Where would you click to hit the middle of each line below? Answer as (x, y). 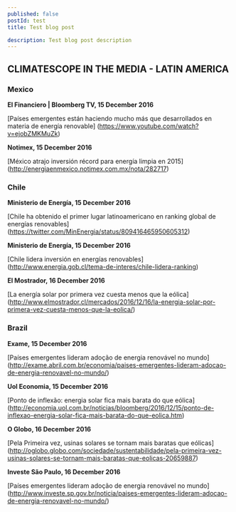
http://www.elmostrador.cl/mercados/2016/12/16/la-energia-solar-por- (113, 302)
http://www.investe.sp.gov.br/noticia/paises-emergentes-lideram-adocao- (118, 493)
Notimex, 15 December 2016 (50, 147)
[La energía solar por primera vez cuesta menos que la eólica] (98, 294)
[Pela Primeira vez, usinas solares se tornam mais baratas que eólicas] (111, 443)
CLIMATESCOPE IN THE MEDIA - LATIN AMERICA (118, 69)
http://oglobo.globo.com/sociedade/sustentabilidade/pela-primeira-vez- (116, 450)
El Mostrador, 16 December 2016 (56, 281)
